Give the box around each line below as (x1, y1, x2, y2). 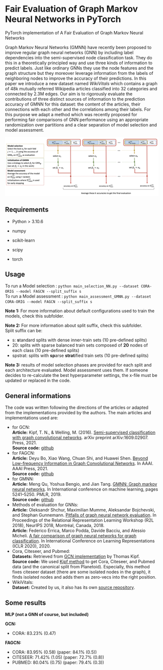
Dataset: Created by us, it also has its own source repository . (12, 584, 135, 590)
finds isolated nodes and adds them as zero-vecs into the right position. (12, 574, 157, 580)
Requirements (5, 206, 49, 214)
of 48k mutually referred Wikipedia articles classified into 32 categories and (5, 86, 157, 91)
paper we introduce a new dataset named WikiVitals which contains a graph (5, 80, 158, 86)
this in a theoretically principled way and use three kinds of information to (5, 60, 152, 66)
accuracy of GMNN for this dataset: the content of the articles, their (5, 101, 141, 107)
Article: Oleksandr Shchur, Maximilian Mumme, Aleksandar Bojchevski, (12, 507, 155, 513)
